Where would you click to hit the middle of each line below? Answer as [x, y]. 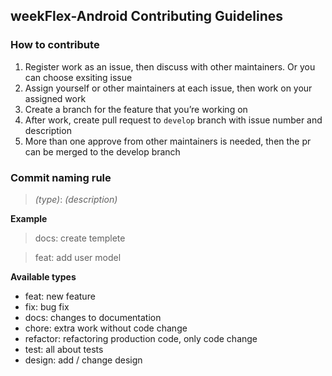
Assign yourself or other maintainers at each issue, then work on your [168, 88]
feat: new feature [60, 296]
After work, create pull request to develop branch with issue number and [173, 120]
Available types [43, 276]
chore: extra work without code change [106, 328]
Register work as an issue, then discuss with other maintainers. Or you [170, 66]
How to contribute [55, 45]
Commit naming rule [61, 177]
